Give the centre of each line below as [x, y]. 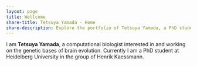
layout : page [22, 11]
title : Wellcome [26, 17]
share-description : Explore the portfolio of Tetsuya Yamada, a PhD [91, 28]
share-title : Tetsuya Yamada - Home [51, 22]
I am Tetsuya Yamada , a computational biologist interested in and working [96, 44]
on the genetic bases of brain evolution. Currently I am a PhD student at [93, 51]
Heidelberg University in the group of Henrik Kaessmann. [75, 57]
